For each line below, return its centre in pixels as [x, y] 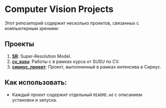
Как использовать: [36, 83]
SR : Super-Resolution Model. [42, 56]
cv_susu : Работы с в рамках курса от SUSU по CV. [66, 61]
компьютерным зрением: [32, 28]
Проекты [19, 44]
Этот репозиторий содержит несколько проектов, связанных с [72, 23]
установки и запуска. [35, 100]
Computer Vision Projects [59, 9]
